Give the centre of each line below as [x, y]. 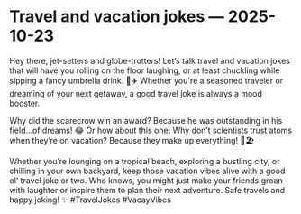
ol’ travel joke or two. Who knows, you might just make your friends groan [146, 180]
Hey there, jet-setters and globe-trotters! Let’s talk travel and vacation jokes [150, 60]
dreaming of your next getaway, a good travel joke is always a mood [136, 93]
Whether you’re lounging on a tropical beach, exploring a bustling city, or [145, 161]
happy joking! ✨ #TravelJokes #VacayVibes [90, 200]
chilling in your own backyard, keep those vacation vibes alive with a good [147, 171]
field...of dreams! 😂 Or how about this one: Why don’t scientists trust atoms [151, 130]
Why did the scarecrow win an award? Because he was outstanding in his [146, 120]
